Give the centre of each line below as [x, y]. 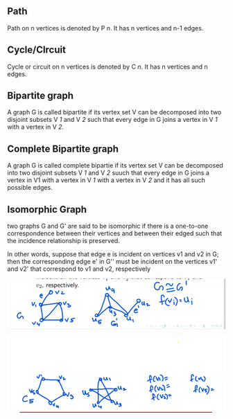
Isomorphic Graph [47, 209]
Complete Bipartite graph [63, 149]
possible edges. [30, 188]
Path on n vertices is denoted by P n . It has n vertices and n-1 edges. [105, 28]
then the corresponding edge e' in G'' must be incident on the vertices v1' [112, 262]
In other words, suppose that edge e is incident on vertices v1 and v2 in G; [113, 254]
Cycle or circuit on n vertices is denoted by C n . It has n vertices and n [107, 66]
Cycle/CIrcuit [36, 50]
